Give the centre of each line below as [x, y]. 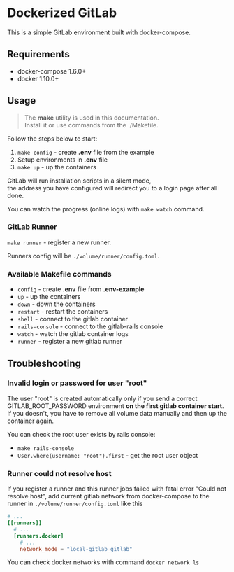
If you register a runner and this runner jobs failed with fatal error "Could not [117, 489]
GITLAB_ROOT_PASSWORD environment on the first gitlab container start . [116, 406]
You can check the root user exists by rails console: [81, 434]
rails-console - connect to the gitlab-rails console [90, 326]
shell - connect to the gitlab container [72, 319]
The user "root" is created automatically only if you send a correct [102, 398]
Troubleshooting [44, 363]
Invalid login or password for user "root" [77, 383]
